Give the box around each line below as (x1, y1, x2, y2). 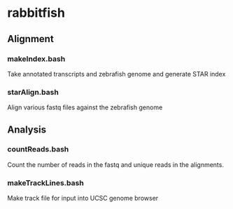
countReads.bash (7, 144, 69, 154)
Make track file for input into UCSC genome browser (7, 194, 159, 203)
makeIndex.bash (7, 54, 66, 64)
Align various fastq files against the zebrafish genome (7, 103, 163, 112)
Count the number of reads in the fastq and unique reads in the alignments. (7, 160, 224, 169)
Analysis (7, 123, 47, 135)
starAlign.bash (7, 87, 59, 97)
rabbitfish (7, 5, 65, 21)
